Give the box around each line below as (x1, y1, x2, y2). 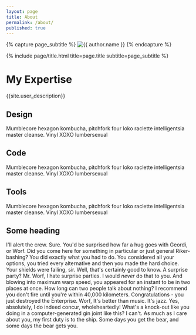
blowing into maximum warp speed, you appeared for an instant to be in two (6, 279, 191, 286)
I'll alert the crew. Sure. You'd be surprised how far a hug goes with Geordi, (6, 241, 188, 248)
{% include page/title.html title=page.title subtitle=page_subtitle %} (6, 52, 169, 59)
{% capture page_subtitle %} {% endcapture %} (6, 41, 172, 48)
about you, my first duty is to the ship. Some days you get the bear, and (6, 316, 179, 323)
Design (6, 109, 33, 119)
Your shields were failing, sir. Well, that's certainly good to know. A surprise (6, 266, 188, 273)
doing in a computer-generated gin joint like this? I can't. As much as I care (6, 310, 187, 317)
